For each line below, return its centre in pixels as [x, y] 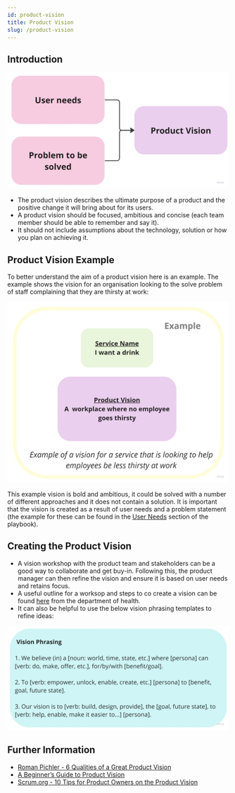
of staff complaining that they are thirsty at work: [78, 292]
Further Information [51, 750]
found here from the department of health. [79, 600]
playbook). [23, 524]
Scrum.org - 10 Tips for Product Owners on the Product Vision [108, 782]
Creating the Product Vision [70, 546]
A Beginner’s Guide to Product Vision [71, 774]
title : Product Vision [40, 22]
